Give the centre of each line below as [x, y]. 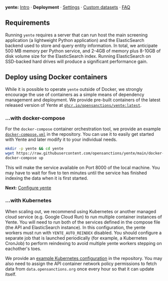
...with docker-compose [35, 118]
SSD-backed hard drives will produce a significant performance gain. [76, 61]
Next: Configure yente [28, 188]
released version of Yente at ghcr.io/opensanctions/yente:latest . [73, 105]
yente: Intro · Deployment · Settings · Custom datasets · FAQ [68, 7]
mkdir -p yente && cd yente [34, 148]
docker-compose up [24, 158]
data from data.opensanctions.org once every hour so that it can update [79, 269]
